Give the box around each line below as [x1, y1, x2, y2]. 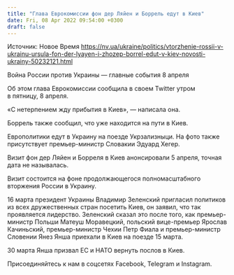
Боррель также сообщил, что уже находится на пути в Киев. [7, 119, 189, 127]
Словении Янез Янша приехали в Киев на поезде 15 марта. [7, 232, 184, 241]
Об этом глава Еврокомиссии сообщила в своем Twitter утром [7, 85, 196, 93]
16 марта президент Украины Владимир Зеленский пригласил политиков [7, 195, 226, 204]
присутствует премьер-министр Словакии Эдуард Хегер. [7, 140, 180, 148]
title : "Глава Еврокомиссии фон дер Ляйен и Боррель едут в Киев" [7, 10, 205, 17]
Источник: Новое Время [7, 43, 80, 51]
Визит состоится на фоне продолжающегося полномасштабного [7, 174, 201, 183]
